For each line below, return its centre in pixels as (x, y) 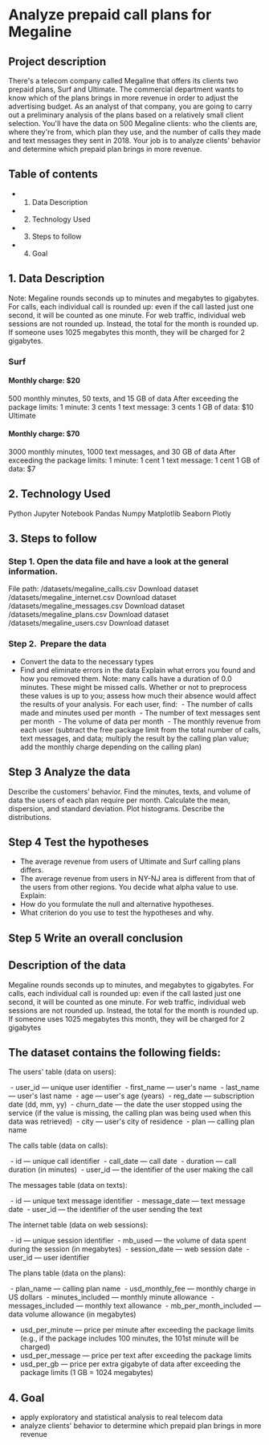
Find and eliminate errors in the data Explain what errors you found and (137, 670)
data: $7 (22, 468)
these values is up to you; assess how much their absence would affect (138, 696)
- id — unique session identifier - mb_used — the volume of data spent (128, 1241)
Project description (57, 61)
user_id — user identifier (49, 1258)
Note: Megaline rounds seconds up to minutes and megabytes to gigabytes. (134, 298)
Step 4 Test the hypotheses (79, 842)
